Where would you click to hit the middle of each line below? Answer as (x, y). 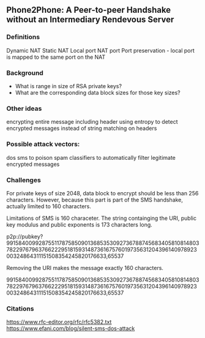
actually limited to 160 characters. (49, 206)
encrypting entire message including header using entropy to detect (92, 122)
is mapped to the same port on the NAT (56, 57)
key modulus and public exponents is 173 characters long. (80, 224)
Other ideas (24, 108)
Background (25, 73)
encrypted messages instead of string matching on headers (82, 129)
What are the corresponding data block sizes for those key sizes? (98, 92)
